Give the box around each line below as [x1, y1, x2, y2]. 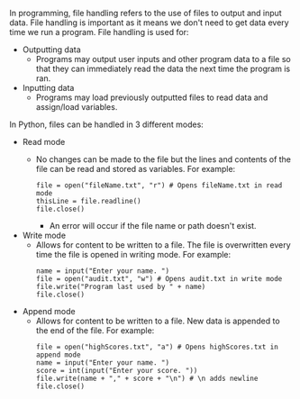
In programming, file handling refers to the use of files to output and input [9, 8, 282, 18]
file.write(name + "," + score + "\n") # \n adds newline [35, 374, 259, 383]
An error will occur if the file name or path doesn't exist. [49, 221, 257, 231]
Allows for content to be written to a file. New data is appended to [35, 315, 281, 326]
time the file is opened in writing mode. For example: [35, 249, 232, 259]
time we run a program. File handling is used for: [9, 27, 189, 37]
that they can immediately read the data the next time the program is [35, 63, 291, 74]
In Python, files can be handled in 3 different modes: [9, 119, 205, 130]
